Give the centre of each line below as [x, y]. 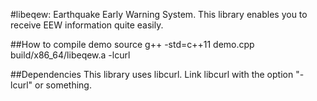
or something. [63, 85]
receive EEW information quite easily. [87, 25]
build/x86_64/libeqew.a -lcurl [70, 55]
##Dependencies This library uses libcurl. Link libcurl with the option [152, 74]
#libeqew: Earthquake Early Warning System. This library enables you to [159, 14]
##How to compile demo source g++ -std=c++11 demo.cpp [132, 44]
